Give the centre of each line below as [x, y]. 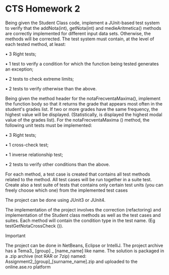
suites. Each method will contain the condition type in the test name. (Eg [80, 221]
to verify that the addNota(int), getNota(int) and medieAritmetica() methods [83, 28]
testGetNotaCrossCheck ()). [34, 226]
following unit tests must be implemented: [49, 125]
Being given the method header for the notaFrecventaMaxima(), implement [83, 98]
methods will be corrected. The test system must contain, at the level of [80, 39]
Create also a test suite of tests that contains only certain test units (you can [84, 185]
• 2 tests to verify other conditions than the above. [58, 164]
